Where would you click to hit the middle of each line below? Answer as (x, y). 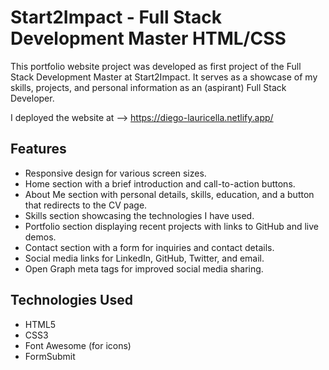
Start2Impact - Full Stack (116, 17)
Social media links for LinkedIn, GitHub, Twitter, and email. (144, 258)
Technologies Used (71, 300)
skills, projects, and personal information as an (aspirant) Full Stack (148, 87)
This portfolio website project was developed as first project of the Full (156, 66)
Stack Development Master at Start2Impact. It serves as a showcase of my (164, 77)
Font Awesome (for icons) (78, 345)
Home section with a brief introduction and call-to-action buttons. (160, 183)
